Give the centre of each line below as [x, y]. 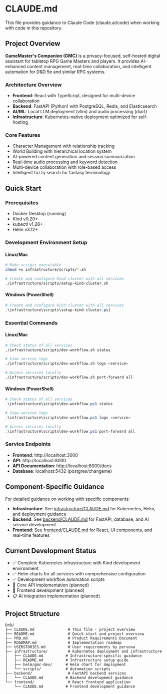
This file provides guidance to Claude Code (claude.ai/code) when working [82, 23]
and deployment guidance [39, 514]
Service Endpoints [28, 444]
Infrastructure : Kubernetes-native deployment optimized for [75, 117]
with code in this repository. [34, 28]
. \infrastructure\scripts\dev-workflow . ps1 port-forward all [70, 431]
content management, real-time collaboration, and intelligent [89, 66]
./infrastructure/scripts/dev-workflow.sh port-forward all [69, 378]
